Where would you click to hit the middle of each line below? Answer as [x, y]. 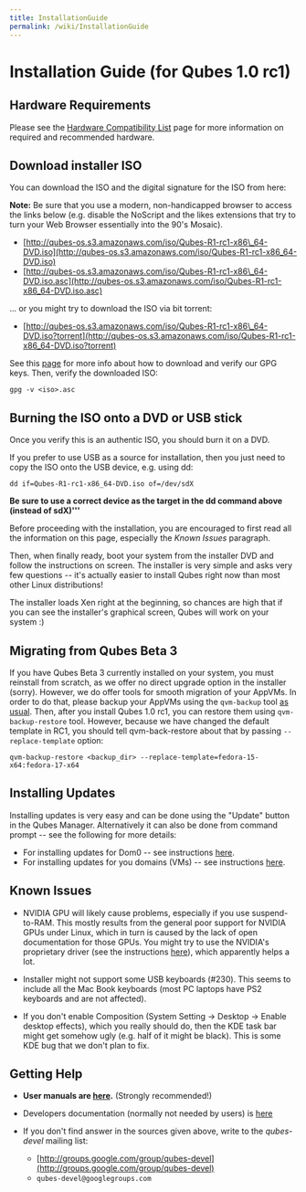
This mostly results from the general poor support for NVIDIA [171, 923]
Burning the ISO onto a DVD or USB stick [126, 418]
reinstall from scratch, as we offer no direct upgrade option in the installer [148, 682]
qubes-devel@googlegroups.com [94, 1179]
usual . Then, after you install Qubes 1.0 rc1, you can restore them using [142, 711]
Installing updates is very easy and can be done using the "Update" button [150, 815]
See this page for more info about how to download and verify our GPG [143, 364]
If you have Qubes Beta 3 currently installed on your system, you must [142, 672]
